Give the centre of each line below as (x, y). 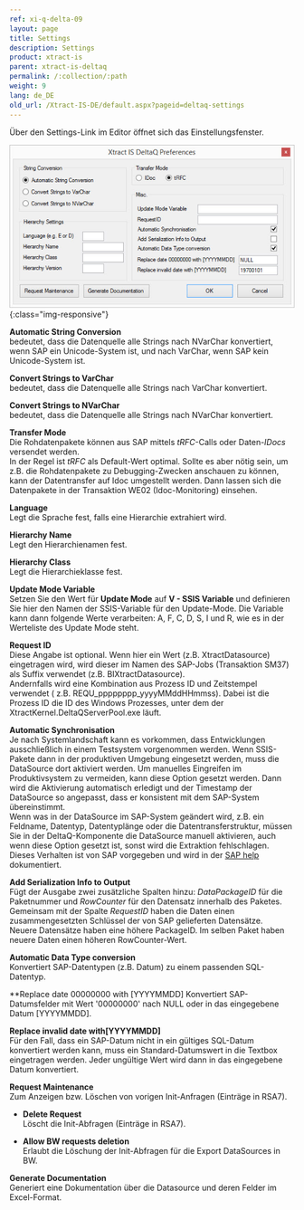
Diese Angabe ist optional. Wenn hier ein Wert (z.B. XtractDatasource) (140, 655)
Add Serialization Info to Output (70, 882)
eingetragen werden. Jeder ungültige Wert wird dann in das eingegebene (146, 1060)
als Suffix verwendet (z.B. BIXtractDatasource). (97, 674)
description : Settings (52, 48)
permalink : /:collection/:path (68, 77)
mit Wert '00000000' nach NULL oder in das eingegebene (171, 1004)
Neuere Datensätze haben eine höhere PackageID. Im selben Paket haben (147, 930)
